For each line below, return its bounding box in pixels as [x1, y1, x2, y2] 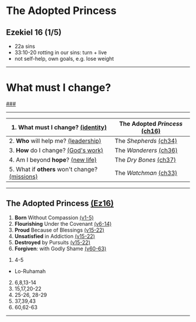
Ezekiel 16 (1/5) [6, 27, 62, 37]
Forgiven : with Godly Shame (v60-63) [14, 245, 107, 252]
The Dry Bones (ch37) [114, 156, 176, 164]
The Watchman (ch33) [114, 169, 178, 177]
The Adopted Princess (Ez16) [6, 198, 114, 208]
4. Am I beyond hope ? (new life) [9, 156, 97, 164]
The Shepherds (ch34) [114, 136, 177, 145]
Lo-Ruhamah [14, 267, 46, 275]
